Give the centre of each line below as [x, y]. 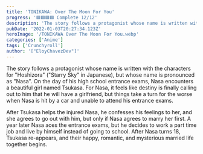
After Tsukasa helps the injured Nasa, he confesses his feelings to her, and [99, 112]
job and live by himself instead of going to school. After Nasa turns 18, [93, 131]
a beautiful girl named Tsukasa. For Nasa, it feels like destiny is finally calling [101, 88]
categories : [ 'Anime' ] [35, 40]
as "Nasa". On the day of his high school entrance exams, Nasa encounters [100, 81]
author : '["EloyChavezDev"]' [43, 51]
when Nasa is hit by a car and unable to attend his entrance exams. [90, 100]
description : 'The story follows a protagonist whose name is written [97, 23]
